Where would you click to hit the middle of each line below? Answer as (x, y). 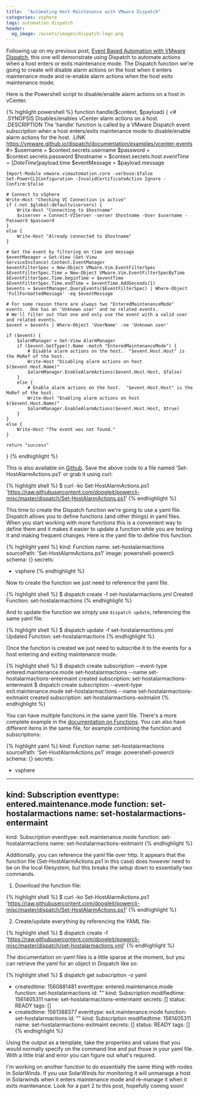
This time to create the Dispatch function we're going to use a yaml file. (94, 510)
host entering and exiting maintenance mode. (62, 655)
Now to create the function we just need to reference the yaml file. (87, 583)
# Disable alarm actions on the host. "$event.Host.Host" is (106, 351)
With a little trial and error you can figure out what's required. (81, 1055)
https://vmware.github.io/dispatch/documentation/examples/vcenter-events (99, 144)
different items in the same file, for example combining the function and (94, 728)
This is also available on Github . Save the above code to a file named (90, 468)
